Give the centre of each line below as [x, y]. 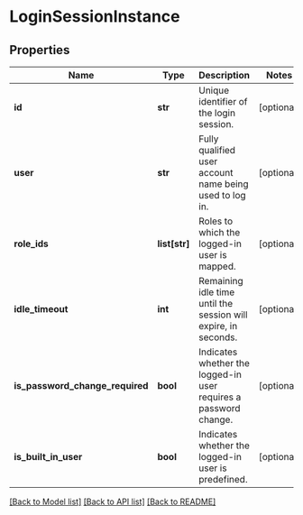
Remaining [220, 281]
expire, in [218, 326]
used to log [222, 195]
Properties [40, 50]
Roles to [216, 221]
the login [217, 113]
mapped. [217, 266]
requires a [220, 397]
